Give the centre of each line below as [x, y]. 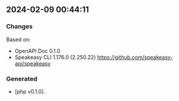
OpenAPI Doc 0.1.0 [37, 51]
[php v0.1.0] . [31, 92]
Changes [20, 27]
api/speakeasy [33, 63]
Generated [22, 79]
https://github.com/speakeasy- [135, 57]
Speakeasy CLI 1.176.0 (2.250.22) [55, 57]
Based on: [18, 39]
